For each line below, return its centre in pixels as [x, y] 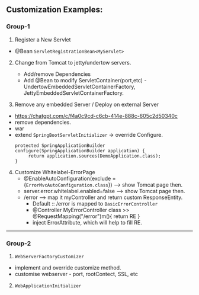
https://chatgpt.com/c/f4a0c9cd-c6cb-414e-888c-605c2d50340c [96, 116]
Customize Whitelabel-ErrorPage [55, 172]
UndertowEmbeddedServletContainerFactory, [79, 86]
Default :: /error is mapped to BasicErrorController [95, 203]
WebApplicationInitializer [48, 286]
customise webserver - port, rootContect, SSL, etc [76, 274]
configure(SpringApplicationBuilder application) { [80, 150]
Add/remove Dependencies [57, 74]
